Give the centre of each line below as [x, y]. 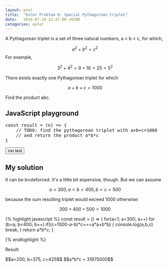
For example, [19, 57]
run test [15, 151]
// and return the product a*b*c [57, 136]
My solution [25, 167]
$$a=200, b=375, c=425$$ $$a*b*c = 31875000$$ [59, 259]
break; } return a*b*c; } [29, 230]
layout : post [19, 10]
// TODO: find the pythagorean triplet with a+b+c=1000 [87, 130]
